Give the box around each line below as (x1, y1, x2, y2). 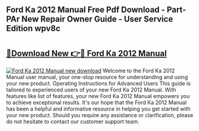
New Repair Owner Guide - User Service (21, 14, 173, 25)
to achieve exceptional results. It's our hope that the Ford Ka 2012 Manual (6, 99, 187, 106)
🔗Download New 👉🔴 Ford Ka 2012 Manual (6, 48, 167, 59)
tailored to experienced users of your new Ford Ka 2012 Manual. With (6, 86, 177, 93)
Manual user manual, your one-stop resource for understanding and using (6, 74, 188, 80)
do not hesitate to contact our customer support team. (6, 118, 139, 125)
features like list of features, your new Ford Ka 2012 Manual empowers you (6, 93, 190, 99)
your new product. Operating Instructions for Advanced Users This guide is (6, 80, 191, 87)
